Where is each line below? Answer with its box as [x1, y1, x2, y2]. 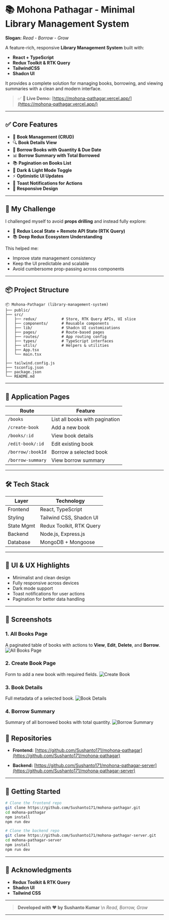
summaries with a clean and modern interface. [5, 85, 102, 91]
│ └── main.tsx [5, 352, 42, 357]
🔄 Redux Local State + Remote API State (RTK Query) [12, 228, 126, 234]
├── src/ [5, 312, 24, 318]
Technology [55, 498, 85, 504]
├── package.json [5, 370, 42, 375]
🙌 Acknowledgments [5, 866, 72, 875]
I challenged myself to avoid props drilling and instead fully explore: [5, 218, 147, 224]
